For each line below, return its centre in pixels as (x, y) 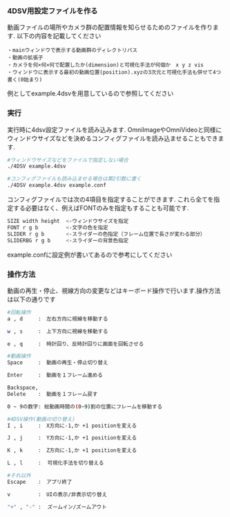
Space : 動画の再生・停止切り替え (58, 363)
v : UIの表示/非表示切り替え (57, 494)
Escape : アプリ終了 (40, 482)
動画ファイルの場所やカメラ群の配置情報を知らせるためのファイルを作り (110, 27)
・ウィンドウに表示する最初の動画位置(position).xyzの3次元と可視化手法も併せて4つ (114, 73)
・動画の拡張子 (25, 58)
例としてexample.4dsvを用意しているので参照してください (90, 93)
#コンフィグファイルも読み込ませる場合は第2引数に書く (74, 179)
